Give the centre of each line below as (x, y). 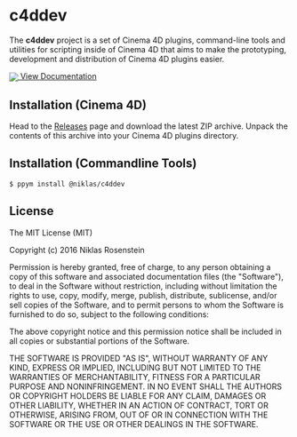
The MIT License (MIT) (51, 233)
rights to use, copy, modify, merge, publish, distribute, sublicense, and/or (143, 295)
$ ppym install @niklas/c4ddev (67, 184)
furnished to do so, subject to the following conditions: (109, 314)
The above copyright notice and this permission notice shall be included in (145, 331)
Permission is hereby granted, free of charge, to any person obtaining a (140, 266)
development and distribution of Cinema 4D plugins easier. (117, 59)
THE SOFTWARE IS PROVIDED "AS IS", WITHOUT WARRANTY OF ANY (139, 358)
